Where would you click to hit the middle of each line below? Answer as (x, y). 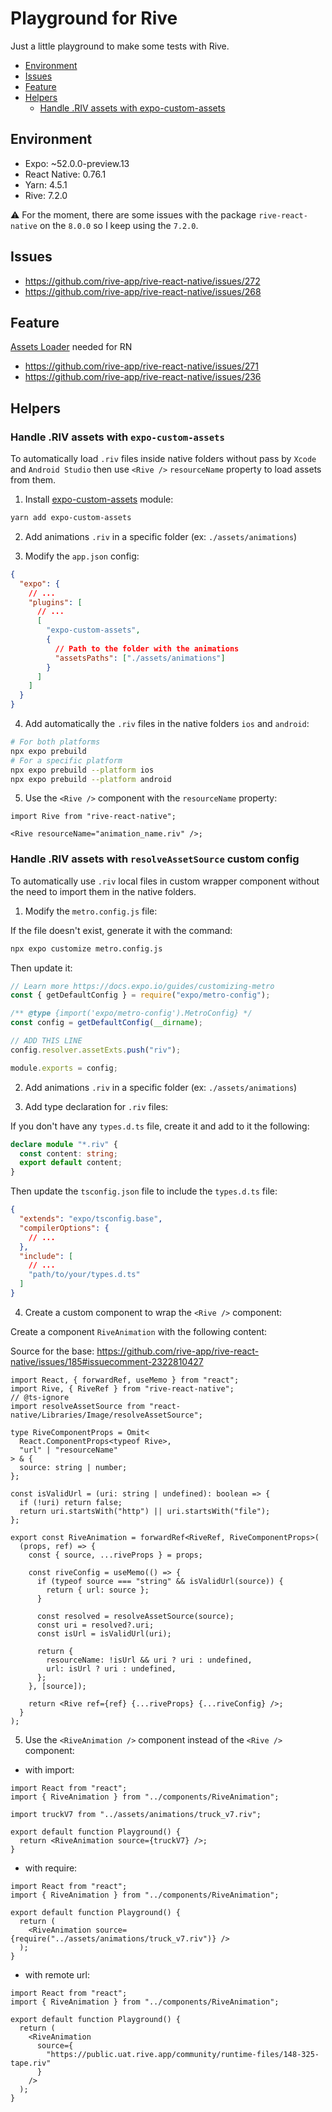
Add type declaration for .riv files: (96, 1106)
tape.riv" (31, 2063)
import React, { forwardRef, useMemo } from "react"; (125, 1380)
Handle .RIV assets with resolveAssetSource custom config (155, 859)
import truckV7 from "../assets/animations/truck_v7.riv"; (136, 1814)
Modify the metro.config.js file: (91, 911)
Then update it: (41, 968)
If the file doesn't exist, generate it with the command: (121, 930)
